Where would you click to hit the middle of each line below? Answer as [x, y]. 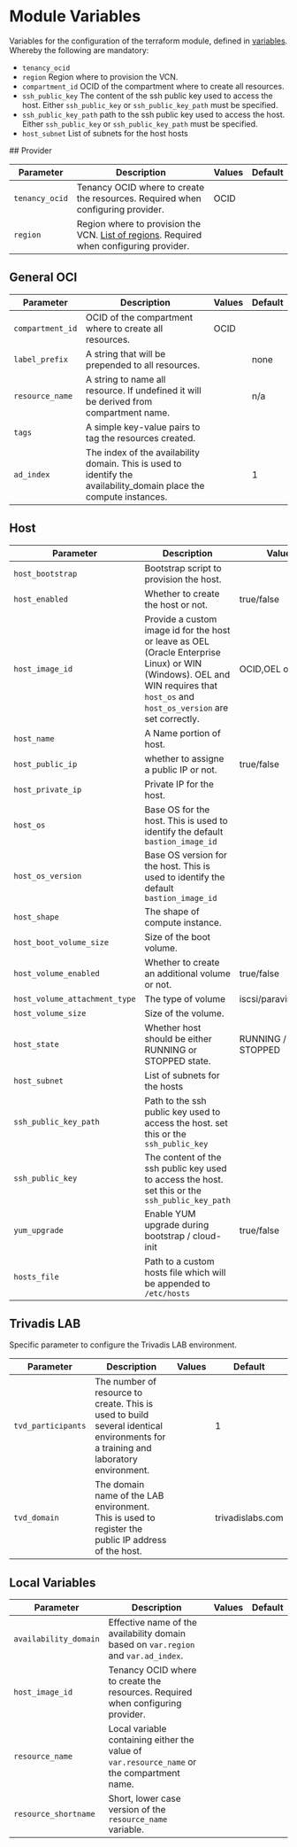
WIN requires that [181, 686]
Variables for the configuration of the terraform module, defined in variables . [148, 41]
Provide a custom [181, 619]
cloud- [207, 1236]
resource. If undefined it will [143, 390]
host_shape [36, 917]
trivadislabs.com [249, 1518]
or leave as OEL [177, 641]
